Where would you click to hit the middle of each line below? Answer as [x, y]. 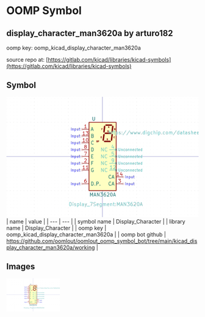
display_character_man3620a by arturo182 [90, 33]
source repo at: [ [27, 60]
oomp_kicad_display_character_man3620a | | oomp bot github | [86, 234]
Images [21, 267]
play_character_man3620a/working [51, 247]
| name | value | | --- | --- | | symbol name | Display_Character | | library [96, 221]
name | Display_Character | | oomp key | [56, 228]
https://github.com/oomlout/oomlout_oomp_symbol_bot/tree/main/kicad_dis [102, 241]
